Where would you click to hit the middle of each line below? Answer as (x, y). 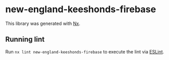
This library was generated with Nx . (43, 23)
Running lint (25, 39)
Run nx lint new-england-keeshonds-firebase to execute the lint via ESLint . (85, 51)
